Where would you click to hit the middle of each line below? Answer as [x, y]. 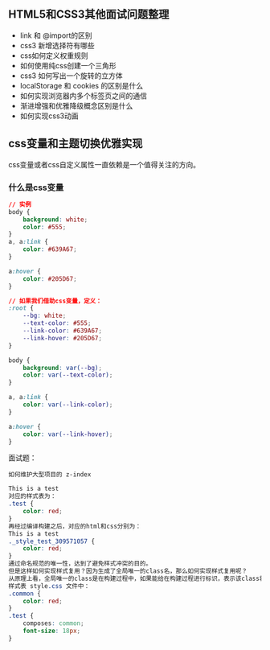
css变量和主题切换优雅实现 [76, 144]
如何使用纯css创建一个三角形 [68, 65]
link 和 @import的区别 [56, 35]
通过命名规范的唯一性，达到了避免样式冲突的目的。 [80, 564]
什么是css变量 [36, 187]
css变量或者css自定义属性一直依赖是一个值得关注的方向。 [104, 164]
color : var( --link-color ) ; [68, 405]
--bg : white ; [45, 316]
